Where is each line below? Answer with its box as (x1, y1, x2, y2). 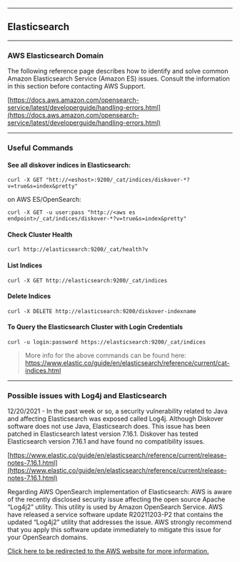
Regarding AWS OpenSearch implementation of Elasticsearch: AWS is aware (7, 488, 232, 496)
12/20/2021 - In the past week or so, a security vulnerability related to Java (7, 407, 228, 416)
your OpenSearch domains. (7, 533, 88, 542)
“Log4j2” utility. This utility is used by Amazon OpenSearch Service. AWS (7, 503, 223, 511)
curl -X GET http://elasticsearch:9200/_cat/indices (7, 277, 168, 284)
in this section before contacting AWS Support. (7, 82, 146, 91)
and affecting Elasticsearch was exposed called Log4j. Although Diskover (7, 414, 224, 423)
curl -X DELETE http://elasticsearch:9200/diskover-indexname (7, 307, 196, 315)
